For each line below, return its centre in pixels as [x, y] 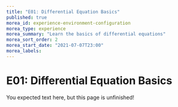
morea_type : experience [36, 29]
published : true [27, 17]
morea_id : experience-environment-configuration [68, 23]
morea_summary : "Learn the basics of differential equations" [86, 34]
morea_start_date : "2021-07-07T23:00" [55, 46]
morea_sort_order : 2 [32, 40]
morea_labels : [24, 51]
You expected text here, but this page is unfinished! [70, 97]
